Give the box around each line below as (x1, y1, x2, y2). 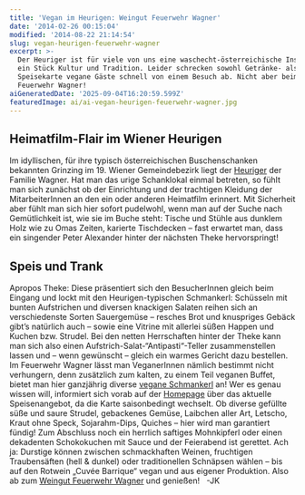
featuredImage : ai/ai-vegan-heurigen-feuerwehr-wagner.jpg (9, 97, 238, 107)
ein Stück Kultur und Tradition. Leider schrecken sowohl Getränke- (17, 64, 282, 73)
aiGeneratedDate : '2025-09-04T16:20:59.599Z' (9, 89, 184, 98)
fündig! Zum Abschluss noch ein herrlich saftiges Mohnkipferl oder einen (9, 427, 283, 438)
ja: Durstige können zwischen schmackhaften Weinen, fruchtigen (9, 446, 253, 457)
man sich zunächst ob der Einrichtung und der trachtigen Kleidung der (9, 184, 273, 195)
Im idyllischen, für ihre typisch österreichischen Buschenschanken (9, 155, 259, 166)
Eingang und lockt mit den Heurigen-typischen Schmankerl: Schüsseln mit (9, 292, 288, 303)
